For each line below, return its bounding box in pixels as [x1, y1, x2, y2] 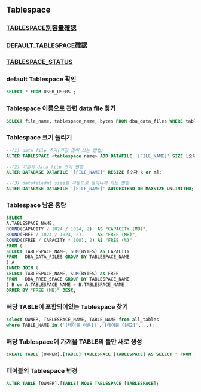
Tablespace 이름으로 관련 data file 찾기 [6, 104, 116, 113]
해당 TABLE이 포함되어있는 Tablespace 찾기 [6, 302, 128, 311]
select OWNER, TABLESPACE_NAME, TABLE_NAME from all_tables [6, 317, 160, 323]
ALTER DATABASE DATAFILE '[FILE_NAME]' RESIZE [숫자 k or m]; [6, 169, 162, 175]
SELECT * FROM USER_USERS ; [6, 89, 77, 95]
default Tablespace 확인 [6, 75, 77, 83]
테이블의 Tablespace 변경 [6, 366, 78, 375]
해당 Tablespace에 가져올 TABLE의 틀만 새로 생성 [6, 338, 142, 346]
